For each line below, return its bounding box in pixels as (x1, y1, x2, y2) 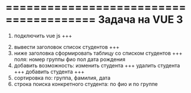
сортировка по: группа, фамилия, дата (13, 74, 110, 81)
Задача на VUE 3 (98, 13, 183, 26)
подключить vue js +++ (13, 32, 72, 39)
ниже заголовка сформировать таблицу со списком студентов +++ (13, 49, 183, 56)
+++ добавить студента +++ (13, 68, 85, 75)
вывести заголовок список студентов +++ (13, 43, 120, 50)
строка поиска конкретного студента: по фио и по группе (13, 80, 158, 87)
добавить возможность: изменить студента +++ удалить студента (13, 62, 180, 69)
